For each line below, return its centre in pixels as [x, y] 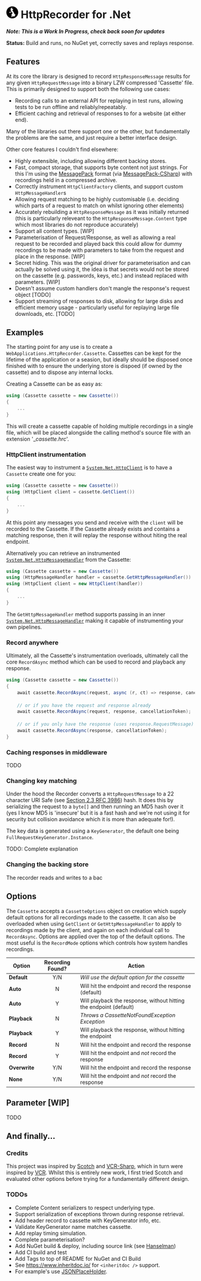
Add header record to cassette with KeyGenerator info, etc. [88, 1220]
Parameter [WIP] [38, 1103]
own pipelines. [24, 627]
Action [136, 966]
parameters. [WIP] [37, 282]
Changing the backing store [47, 864]
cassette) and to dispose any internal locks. [60, 372]
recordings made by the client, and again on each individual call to [88, 930]
